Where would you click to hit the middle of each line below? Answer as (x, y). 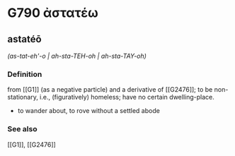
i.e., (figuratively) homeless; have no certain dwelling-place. (127, 97)
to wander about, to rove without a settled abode (89, 111)
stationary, (23, 97)
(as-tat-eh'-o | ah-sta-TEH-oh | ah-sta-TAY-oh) (77, 56)
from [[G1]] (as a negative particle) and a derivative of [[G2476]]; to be (110, 90)
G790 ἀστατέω (53, 13)
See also (22, 129)
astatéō (24, 39)
